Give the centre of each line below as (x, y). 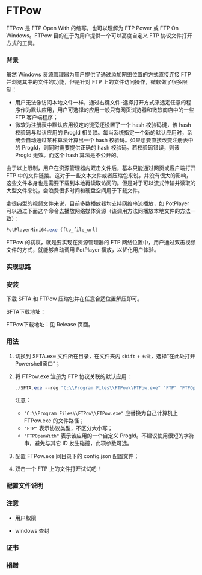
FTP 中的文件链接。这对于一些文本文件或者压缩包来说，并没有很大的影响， (99, 176)
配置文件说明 (25, 486)
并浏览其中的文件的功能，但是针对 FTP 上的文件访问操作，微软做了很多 (94, 82)
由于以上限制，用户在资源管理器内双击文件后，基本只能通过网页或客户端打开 (101, 168)
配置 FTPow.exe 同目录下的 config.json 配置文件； (77, 456)
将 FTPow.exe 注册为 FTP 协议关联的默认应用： (73, 376)
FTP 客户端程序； (36, 118)
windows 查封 (32, 530)
